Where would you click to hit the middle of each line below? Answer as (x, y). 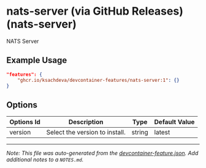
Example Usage (37, 60)
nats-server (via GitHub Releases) (95, 11)
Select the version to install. (86, 133)
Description (86, 122)
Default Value (174, 122)
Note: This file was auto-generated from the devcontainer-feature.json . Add (102, 153)
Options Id (25, 122)
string (140, 133)
